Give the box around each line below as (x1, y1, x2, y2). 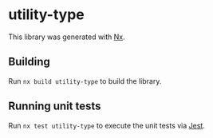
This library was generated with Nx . (8, 32, 125, 41)
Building (8, 55, 50, 69)
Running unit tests (8, 100, 101, 113)
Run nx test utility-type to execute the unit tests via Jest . (8, 120, 205, 130)
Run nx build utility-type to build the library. (8, 76, 162, 85)
